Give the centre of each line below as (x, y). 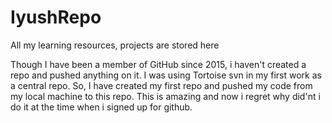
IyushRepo (56, 17)
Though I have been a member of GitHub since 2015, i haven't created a (158, 64)
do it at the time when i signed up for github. (101, 107)
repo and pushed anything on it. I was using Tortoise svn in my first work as (166, 75)
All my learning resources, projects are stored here (115, 45)
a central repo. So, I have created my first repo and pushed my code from (161, 85)
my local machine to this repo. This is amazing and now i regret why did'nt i (165, 96)
